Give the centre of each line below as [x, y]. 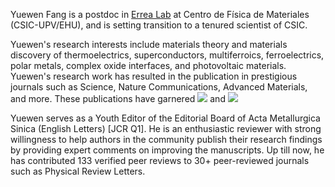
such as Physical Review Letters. [78, 171]
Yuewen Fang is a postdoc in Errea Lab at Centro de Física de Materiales [160, 14]
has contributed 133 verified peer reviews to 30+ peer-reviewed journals [160, 160]
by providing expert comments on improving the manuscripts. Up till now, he [167, 150]
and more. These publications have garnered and [118, 98]
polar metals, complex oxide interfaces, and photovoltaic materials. [148, 65]
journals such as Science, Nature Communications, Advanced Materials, [159, 87]
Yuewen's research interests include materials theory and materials [149, 44]
